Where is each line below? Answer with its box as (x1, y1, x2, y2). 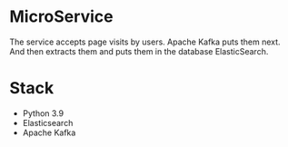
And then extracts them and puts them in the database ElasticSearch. (9, 45, 269, 56)
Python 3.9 (22, 107, 65, 119)
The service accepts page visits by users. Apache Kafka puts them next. (9, 36, 281, 47)
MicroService (9, 6, 114, 27)
